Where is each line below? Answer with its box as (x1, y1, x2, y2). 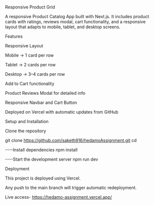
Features (5, 34, 23, 39)
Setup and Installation (5, 119, 49, 124)
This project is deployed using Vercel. (5, 175, 81, 181)
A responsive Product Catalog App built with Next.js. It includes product (5, 14, 150, 19)
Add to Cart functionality (5, 81, 55, 86)
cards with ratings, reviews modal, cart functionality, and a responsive (5, 19, 146, 24)
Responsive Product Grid (5, 4, 55, 10)
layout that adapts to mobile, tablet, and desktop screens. (5, 24, 121, 30)
